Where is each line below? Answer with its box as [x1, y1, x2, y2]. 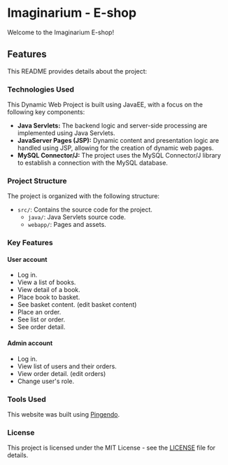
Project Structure [7, 176, 67, 186]
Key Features [7, 238, 54, 248]
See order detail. [17, 323, 66, 331]
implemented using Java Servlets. [17, 129, 115, 137]
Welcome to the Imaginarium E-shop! [7, 28, 114, 36]
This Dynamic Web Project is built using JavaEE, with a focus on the [7, 100, 203, 109]
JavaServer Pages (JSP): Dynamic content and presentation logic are [17, 137, 219, 145]
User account [7, 255, 48, 263]
